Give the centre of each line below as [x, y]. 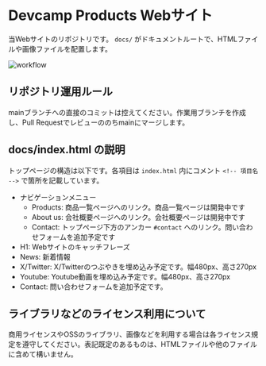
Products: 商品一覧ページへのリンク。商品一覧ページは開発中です [138, 207]
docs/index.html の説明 [67, 150]
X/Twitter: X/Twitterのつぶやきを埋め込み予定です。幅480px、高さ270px [138, 267]
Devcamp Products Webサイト [110, 15]
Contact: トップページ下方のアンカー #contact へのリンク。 [128, 227]
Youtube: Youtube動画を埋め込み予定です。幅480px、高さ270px [125, 276]
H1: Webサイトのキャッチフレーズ [75, 247]
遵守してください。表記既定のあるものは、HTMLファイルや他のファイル [140, 345]
